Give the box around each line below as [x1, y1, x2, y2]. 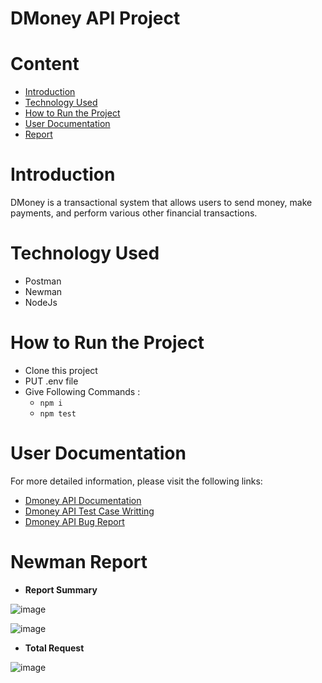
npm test [39, 408, 77, 419]
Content [10, 53, 80, 76]
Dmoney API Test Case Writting [24, 505, 155, 517]
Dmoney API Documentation [24, 494, 142, 506]
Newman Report [10, 551, 148, 574]
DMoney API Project [10, 7, 181, 30]
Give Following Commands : [24, 385, 141, 397]
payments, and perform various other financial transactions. [10, 207, 258, 219]
